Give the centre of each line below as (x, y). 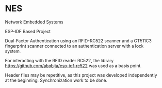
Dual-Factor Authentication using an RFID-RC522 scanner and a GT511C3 (78, 41)
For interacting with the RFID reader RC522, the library (59, 60)
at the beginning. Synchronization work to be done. (56, 80)
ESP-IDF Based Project (28, 31)
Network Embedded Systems (34, 22)
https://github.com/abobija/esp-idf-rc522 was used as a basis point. (73, 66)
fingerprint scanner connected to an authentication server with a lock (74, 46)
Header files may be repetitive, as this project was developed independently (81, 75)
